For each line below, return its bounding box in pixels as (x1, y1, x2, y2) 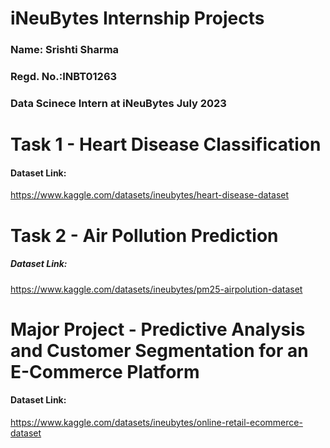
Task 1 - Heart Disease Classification (10, 133, 322, 156)
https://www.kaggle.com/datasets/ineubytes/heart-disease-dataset (10, 189, 290, 201)
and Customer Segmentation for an (10, 339, 309, 362)
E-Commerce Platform (10, 360, 200, 383)
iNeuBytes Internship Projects (10, 7, 265, 30)
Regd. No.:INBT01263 (10, 70, 118, 84)
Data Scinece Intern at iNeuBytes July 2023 (10, 96, 227, 110)
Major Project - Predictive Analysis (10, 318, 306, 341)
